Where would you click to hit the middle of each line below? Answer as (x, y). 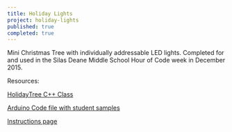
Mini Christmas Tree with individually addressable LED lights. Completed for (116, 53)
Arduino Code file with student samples (64, 108)
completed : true (31, 33)
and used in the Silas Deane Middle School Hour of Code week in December (116, 60)
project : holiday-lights (43, 20)
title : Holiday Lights (40, 14)
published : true (31, 26)
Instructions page (32, 122)
